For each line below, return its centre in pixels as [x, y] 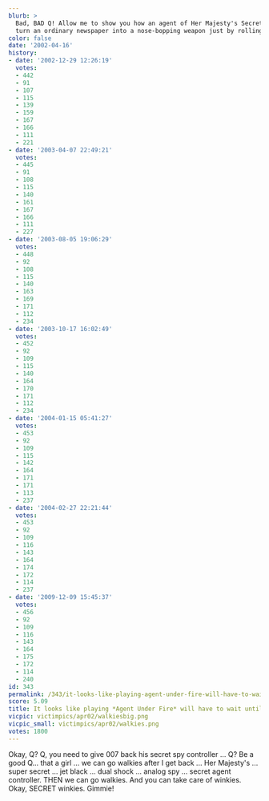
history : [23, 53]
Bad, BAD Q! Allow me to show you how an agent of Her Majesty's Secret [139, 23]
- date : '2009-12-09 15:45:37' [60, 597]
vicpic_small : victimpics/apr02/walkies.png [84, 724]
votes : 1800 [28, 731]
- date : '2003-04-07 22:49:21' [60, 150]
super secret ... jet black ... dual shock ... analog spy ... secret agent [120, 771]
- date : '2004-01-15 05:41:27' [60, 419]
